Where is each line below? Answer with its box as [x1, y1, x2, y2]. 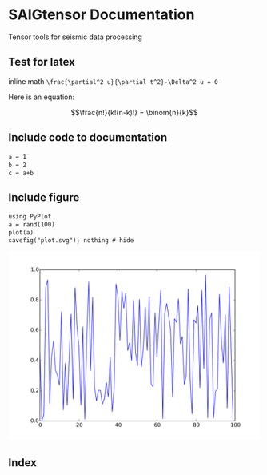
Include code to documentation [8, 130, 168, 145]
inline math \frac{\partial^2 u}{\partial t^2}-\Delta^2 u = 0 [8, 76, 218, 86]
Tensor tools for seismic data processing [8, 32, 142, 42]
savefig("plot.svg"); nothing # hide [8, 237, 134, 245]
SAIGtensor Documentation [8, 6, 195, 24]
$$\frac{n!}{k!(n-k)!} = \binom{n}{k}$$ [70, 107, 198, 117]
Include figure [8, 190, 80, 204]
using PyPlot [8, 213, 52, 221]
